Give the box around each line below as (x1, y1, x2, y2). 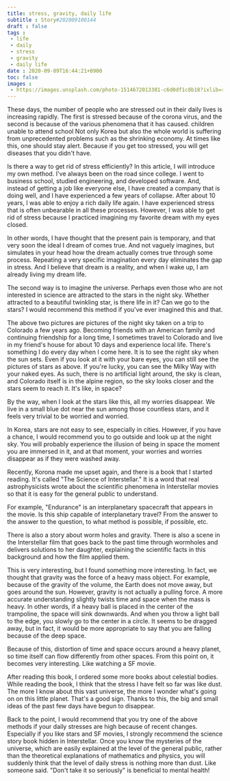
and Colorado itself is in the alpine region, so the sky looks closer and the (7, 377, 214, 385)
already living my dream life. (7, 270, 87, 278)
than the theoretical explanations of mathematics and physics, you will (7, 752, 205, 760)
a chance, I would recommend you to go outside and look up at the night (7, 433, 212, 441)
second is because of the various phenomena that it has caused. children (7, 120, 214, 128)
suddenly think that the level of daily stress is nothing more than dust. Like (7, 759, 217, 767)
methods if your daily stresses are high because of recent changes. (7, 723, 198, 731)
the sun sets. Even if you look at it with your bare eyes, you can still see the (7, 355, 219, 363)
